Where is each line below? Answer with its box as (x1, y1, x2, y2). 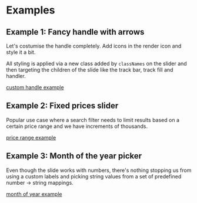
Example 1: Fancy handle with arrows (6, 27, 145, 37)
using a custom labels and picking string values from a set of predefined (6, 172, 182, 180)
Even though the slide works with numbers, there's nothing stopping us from (6, 167, 192, 174)
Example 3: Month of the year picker (6, 151, 142, 161)
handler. (6, 73, 26, 79)
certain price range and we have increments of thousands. (6, 123, 148, 130)
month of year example (6, 190, 62, 197)
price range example (6, 134, 56, 141)
